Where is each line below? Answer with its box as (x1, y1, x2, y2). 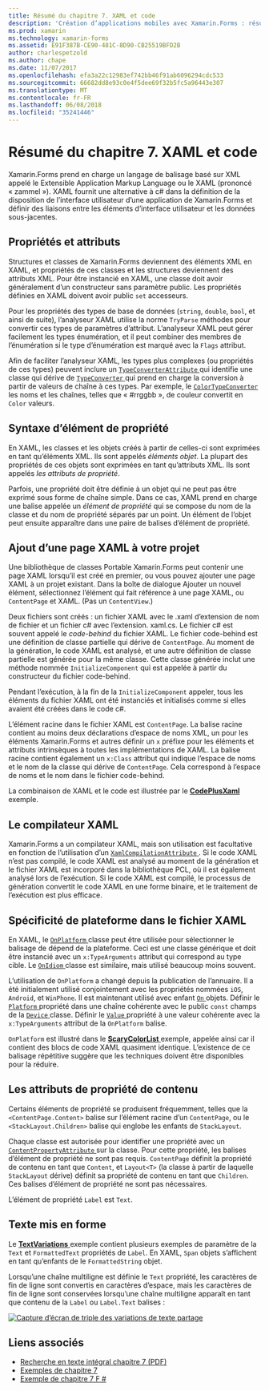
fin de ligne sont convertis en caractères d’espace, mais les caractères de (8, 1280, 252, 1290)
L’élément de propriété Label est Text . (8, 1195, 134, 1204)
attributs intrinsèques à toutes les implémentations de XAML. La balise (8, 745, 241, 755)
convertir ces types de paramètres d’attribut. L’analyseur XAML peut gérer (8, 323, 254, 333)
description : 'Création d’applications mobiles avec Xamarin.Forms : (8, 19, 246, 27)
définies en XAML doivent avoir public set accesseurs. (8, 290, 189, 300)
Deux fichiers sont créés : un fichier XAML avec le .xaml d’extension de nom (8, 612, 260, 622)
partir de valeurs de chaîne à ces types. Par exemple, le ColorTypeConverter (8, 381, 259, 391)
